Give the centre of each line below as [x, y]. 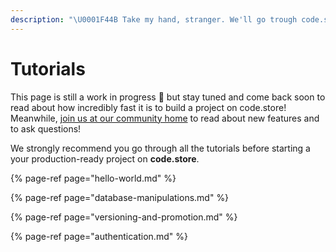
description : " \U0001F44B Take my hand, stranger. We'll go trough [154, 19]
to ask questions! [46, 128]
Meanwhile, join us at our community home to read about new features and [165, 118]
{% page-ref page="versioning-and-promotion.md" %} [124, 217]
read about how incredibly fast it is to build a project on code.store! [148, 107]
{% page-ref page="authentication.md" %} [99, 236]
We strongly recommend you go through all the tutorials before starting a [160, 148]
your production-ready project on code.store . [105, 158]
